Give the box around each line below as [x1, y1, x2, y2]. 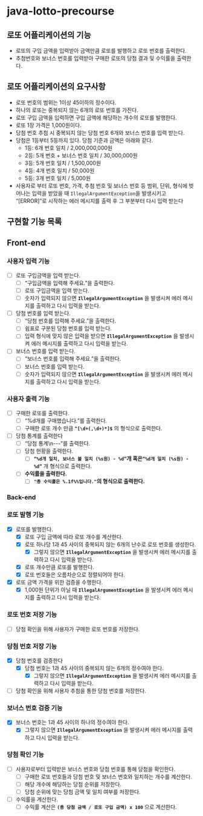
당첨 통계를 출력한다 [15, 432, 63, 439]
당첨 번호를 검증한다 [15, 657, 63, 664]
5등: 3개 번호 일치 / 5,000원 [24, 174, 91, 182]
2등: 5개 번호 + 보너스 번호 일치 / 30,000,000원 [24, 151, 138, 159]
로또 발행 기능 [7, 510, 45, 519]
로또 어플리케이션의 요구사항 [7, 82, 106, 92]
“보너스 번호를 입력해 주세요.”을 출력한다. [24, 355, 121, 363]
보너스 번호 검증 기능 [7, 704, 63, 712]
